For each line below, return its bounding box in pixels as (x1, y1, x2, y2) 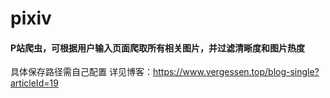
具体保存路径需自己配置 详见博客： (10, 66, 153, 78)
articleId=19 (10, 77, 59, 89)
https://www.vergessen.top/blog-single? (152, 66, 320, 78)
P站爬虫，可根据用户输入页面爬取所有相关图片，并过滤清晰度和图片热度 (10, 42, 306, 54)
